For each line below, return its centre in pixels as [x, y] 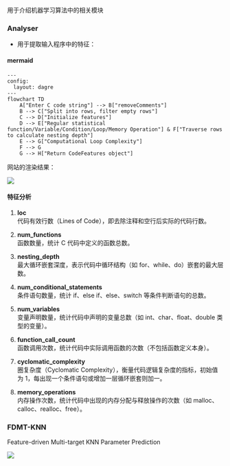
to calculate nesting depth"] [50, 135]
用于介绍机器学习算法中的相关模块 [55, 10]
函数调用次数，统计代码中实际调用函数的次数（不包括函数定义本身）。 [115, 348]
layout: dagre [33, 87]
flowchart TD [26, 99]
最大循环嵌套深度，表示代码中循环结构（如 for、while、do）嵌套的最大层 [120, 264]
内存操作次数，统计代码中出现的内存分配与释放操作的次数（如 [104, 400]
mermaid [20, 60]
